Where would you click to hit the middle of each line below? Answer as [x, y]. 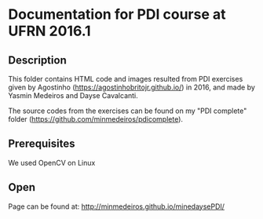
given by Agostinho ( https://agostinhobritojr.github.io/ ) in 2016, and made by [131, 87]
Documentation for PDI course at [117, 15]
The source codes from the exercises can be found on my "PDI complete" [128, 111]
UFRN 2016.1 [50, 31]
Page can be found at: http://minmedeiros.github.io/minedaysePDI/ [117, 206]
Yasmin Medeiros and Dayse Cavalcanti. [73, 95]
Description [37, 60]
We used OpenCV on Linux [52, 162]
